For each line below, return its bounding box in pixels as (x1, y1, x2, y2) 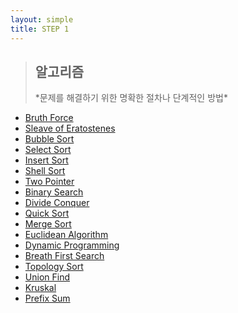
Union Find (24, 271, 70, 283)
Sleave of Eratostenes (24, 122, 116, 135)
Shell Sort (24, 165, 66, 177)
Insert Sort (24, 154, 69, 166)
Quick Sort (24, 207, 70, 220)
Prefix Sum (24, 292, 71, 305)
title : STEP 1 (10, 24, 70, 34)
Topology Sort (24, 261, 84, 273)
